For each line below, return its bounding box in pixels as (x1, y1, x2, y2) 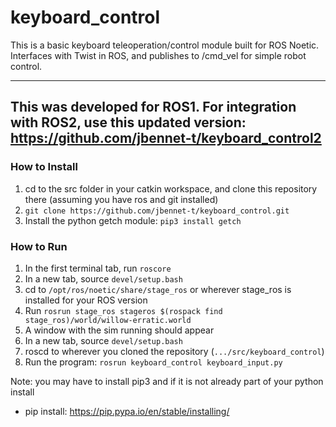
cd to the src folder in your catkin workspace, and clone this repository (24, 182, 318, 195)
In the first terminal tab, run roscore (24, 262, 172, 274)
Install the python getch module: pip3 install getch (24, 214, 242, 226)
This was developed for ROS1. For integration (10, 99, 297, 116)
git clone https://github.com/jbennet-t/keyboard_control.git (24, 206, 290, 216)
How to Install (10, 160, 78, 174)
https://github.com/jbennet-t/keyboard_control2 (10, 130, 322, 147)
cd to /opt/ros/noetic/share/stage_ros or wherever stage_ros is (24, 283, 292, 295)
